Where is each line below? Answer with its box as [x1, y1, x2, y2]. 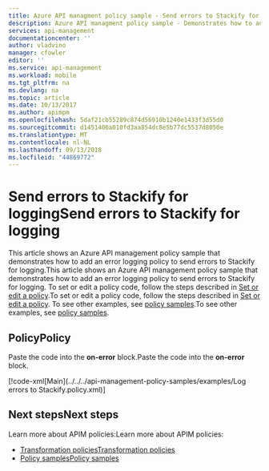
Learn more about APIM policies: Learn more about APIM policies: [8, 429, 224, 439]
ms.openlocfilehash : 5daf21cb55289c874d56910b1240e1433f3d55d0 [8, 116, 224, 124]
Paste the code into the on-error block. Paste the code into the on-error [8, 352, 245, 361]
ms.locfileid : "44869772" [8, 153, 94, 161]
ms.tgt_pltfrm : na [8, 78, 70, 87]
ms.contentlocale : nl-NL [8, 138, 91, 147]
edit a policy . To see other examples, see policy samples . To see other [8, 300, 238, 309]
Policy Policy [8, 331, 71, 344]
